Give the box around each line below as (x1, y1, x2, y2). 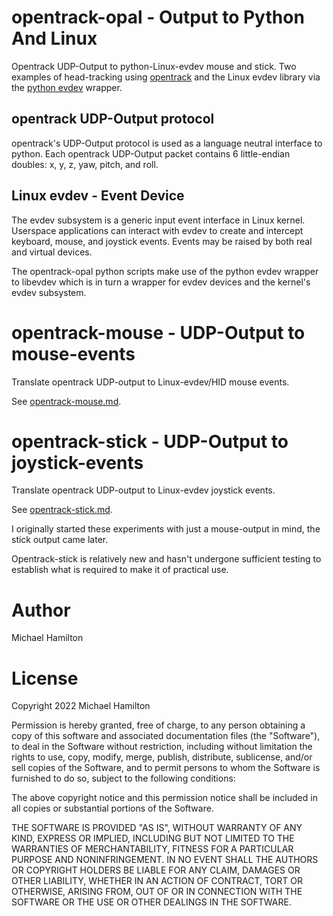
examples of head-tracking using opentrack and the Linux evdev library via (11, 71, 321, 83)
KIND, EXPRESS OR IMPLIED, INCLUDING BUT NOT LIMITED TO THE (11, 832, 295, 845)
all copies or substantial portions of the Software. (11, 802, 214, 815)
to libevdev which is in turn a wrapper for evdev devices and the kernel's (11, 276, 311, 288)
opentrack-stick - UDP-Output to (11, 430, 289, 453)
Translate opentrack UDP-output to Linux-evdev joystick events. (11, 484, 276, 496)
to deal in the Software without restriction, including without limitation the (11, 741, 313, 753)
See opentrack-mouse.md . (11, 395, 122, 407)
